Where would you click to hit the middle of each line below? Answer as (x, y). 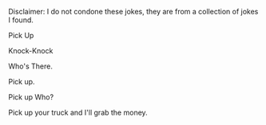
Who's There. (31, 66)
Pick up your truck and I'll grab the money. (78, 112)
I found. (21, 20)
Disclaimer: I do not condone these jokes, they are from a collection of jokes (133, 12)
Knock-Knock (31, 51)
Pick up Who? (31, 97)
